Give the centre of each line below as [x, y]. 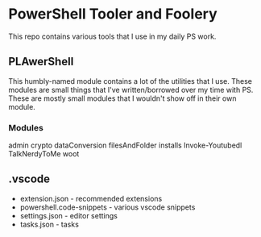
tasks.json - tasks [49, 224]
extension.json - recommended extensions [91, 198]
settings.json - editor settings [69, 215]
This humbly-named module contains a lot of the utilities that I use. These [130, 81]
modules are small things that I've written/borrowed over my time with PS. [131, 89]
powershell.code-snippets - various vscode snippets [108, 207]
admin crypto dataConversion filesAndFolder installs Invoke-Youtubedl [125, 145]
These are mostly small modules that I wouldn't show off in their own [122, 98]
